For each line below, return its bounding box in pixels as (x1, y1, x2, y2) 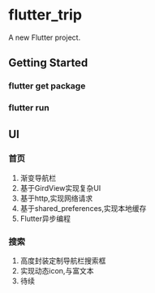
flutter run (8, 102, 50, 114)
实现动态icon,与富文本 (19, 266, 94, 276)
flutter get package (8, 80, 86, 92)
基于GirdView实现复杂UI (19, 183, 101, 192)
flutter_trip (8, 6, 83, 24)
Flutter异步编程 (19, 213, 71, 223)
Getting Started (8, 56, 88, 70)
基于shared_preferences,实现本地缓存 (19, 203, 147, 213)
